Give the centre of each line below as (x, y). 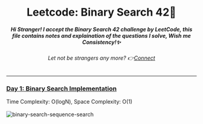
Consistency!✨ (101, 42)
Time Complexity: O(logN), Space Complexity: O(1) (69, 102)
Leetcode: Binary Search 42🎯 (101, 12)
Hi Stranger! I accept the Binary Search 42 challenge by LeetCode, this (101, 29)
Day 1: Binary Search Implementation (61, 88)
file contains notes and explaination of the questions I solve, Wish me (101, 36)
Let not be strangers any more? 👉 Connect (101, 58)
